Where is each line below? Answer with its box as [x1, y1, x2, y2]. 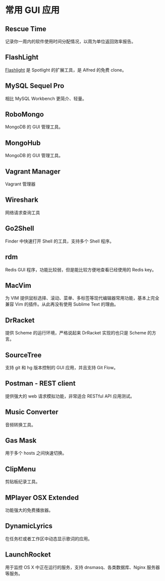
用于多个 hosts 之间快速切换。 [5, 450, 67, 456]
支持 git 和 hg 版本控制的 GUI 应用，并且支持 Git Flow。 [5, 364, 118, 370]
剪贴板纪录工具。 [5, 479, 40, 485]
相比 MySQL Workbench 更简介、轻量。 [5, 95, 87, 101]
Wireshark [5, 196, 39, 204]
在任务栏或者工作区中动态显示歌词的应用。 [5, 535, 92, 542]
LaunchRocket [5, 550, 51, 559]
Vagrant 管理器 [5, 181, 36, 187]
